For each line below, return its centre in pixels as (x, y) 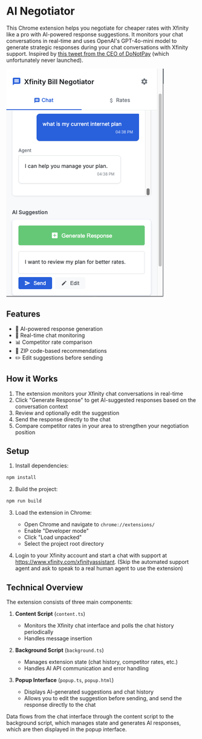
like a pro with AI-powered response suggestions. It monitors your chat (95, 34)
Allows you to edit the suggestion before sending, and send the (103, 698)
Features (23, 314)
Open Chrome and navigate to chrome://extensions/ (90, 524)
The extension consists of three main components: (70, 602)
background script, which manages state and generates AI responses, (94, 723)
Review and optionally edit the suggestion (67, 413)
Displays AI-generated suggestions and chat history (89, 692)
